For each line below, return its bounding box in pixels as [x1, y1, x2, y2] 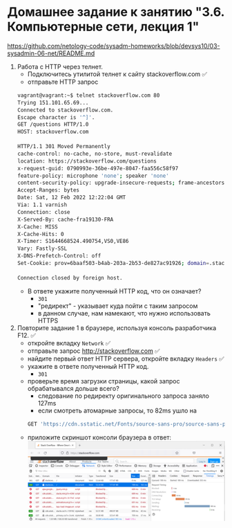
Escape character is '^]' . [17, 113, 95, 121]
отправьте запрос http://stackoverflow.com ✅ [27, 347, 160, 355]
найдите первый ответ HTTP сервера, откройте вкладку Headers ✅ [27, 354, 224, 363]
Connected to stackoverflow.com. [17, 107, 114, 113]
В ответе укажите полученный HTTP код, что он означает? [27, 286, 202, 295]
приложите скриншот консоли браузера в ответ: [27, 433, 171, 441]
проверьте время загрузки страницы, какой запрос [27, 376, 180, 385]
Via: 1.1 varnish [17, 201, 68, 208]
